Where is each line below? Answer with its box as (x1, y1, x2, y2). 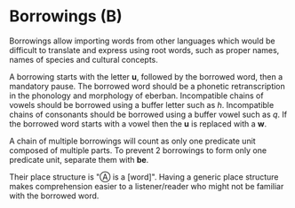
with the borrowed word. (9, 190, 100, 201)
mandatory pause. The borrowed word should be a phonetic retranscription (9, 81, 286, 91)
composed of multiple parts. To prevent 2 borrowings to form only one (9, 144, 267, 156)
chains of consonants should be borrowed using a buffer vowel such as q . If (9, 109, 287, 119)
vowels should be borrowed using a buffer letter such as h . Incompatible (9, 99, 275, 110)
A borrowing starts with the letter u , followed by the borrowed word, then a (9, 71, 283, 81)
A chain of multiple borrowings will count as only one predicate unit (9, 135, 256, 146)
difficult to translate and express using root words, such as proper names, (9, 44, 280, 55)
